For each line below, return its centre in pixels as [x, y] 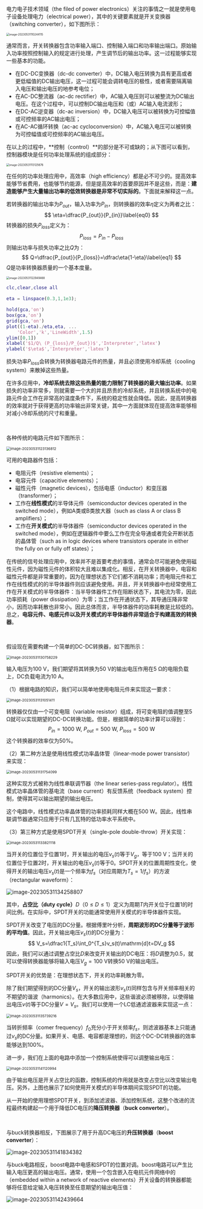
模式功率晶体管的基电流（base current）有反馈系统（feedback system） [97, 791]
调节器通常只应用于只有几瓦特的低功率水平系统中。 [75, 819]
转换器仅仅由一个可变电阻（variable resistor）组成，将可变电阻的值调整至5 [99, 711]
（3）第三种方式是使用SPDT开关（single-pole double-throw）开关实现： [97, 831]
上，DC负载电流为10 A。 [37, 676]
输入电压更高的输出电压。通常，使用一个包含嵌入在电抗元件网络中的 [91, 1172]
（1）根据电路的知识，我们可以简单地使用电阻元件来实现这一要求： [89, 689]
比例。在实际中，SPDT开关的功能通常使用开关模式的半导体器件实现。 [98, 912]
